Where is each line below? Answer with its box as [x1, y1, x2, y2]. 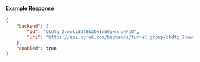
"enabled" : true [16, 45, 57, 51]
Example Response [5, 5, 54, 12]
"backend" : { [16, 24, 49, 30]
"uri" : [27, 34, 44, 40]
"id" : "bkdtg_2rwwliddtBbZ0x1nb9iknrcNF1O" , [27, 28, 140, 35]
